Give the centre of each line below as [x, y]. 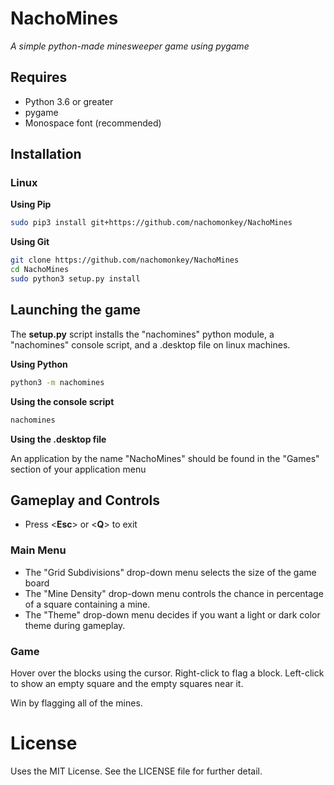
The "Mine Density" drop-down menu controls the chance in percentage [174, 593]
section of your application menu [78, 469]
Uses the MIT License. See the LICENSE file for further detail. [136, 771]
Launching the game [76, 310]
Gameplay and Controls [85, 500]
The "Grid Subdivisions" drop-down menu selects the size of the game [170, 572]
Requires [39, 77]
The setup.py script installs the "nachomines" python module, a [142, 334]
